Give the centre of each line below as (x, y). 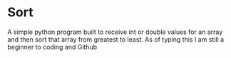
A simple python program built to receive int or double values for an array (115, 32)
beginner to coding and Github (52, 47)
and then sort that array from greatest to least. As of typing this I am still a (116, 39)
